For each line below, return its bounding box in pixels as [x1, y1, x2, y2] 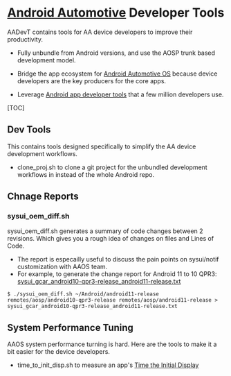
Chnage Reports [7, 191, 80, 203]
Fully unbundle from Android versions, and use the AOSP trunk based [17, 49, 216, 57]
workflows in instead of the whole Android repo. [17, 170, 154, 178]
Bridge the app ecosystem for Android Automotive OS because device [17, 69, 218, 78]
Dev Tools [7, 123, 51, 136]
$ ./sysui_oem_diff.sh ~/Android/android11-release [7, 291, 159, 298]
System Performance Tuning [7, 321, 133, 334]
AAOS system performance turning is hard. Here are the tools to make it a [7, 340, 217, 348]
